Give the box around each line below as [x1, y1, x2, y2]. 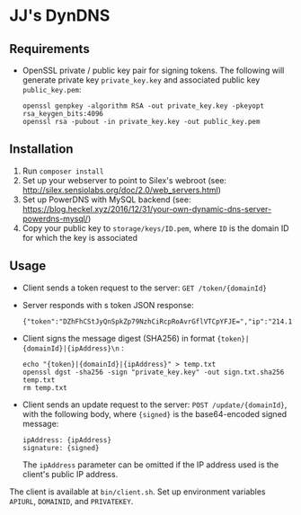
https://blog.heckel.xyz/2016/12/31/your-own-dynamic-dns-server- [22, 203, 272, 214]
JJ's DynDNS [9, 5, 111, 26]
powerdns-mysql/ [22, 213, 88, 224]
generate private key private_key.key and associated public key [22, 75, 261, 85]
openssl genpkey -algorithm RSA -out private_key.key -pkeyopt [22, 102, 265, 111]
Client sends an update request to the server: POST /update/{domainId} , [22, 399, 288, 410]
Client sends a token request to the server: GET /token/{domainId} [22, 282, 268, 293]
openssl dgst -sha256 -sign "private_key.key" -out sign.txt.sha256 [22, 368, 285, 377]
